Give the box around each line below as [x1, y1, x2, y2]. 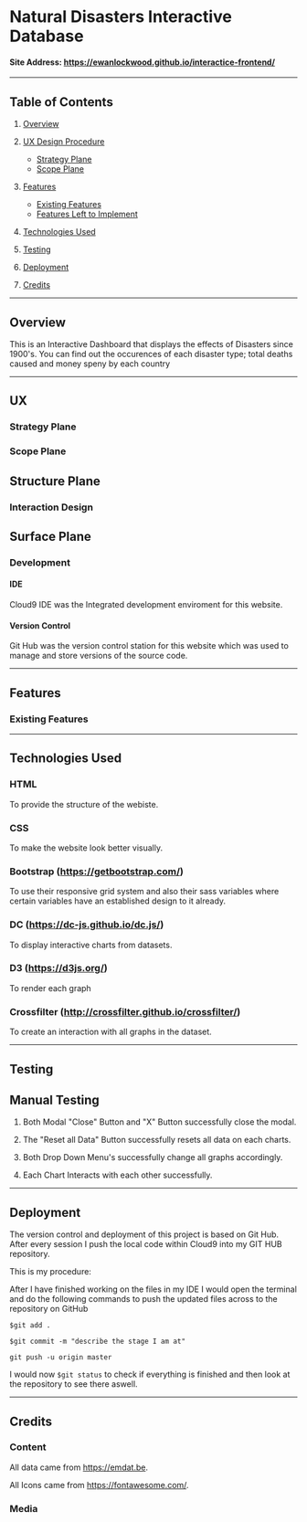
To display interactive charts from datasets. [9, 939, 173, 950]
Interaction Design [9, 501, 94, 513]
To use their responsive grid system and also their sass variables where [9, 886, 280, 897]
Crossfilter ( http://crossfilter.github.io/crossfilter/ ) [9, 1005, 241, 1018]
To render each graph [9, 982, 91, 993]
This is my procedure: [9, 1266, 91, 1277]
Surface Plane [9, 528, 91, 544]
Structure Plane [9, 473, 101, 489]
